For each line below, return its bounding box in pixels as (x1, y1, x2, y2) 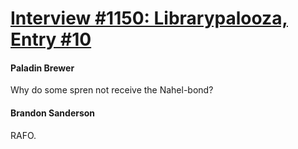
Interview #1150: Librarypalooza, (10, 7, 288, 30)
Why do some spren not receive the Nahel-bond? (10, 84, 214, 96)
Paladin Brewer (10, 62, 75, 74)
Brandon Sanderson (10, 107, 96, 119)
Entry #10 (10, 28, 92, 51)
